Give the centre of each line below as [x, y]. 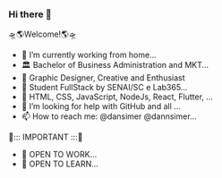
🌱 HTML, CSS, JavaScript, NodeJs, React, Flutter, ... [117, 97]
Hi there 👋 [30, 14]
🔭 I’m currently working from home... [89, 55]
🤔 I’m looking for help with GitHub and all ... [101, 106]
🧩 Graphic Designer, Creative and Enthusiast [103, 78]
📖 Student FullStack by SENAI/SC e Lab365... [104, 88]
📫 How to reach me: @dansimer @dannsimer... [109, 116]
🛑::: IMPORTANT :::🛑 [46, 137]
